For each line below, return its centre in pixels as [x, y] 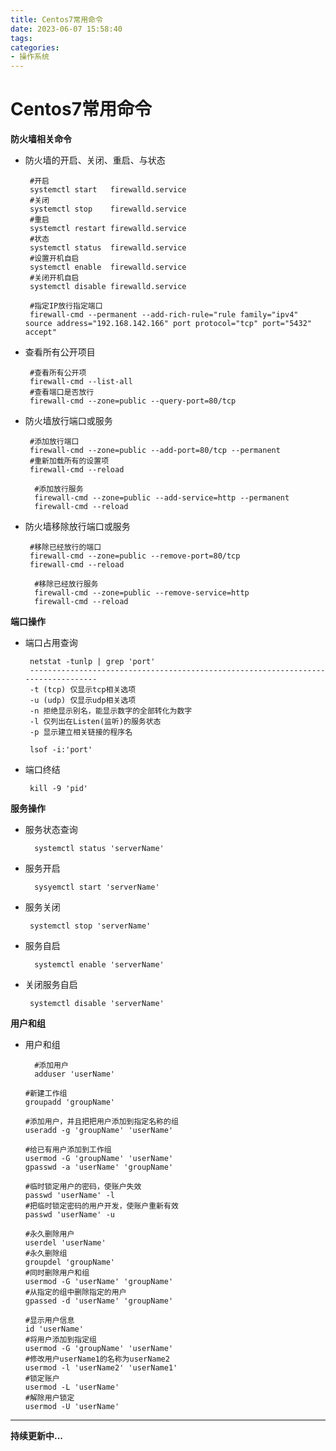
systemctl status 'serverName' [99, 849]
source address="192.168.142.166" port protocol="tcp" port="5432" [168, 324]
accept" [40, 332]
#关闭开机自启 [54, 278]
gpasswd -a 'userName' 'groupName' [99, 1167]
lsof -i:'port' [61, 750]
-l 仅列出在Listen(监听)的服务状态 [95, 722]
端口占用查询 [51, 643]
